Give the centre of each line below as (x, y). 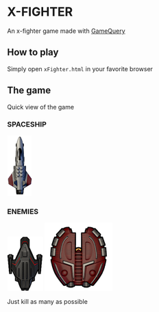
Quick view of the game (40, 107)
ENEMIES (23, 211)
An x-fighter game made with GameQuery (66, 31)
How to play (33, 52)
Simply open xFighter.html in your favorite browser (80, 68)
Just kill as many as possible (47, 302)
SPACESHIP (27, 125)
